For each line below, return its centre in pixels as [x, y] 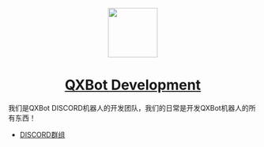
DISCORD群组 [42, 134]
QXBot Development [133, 85]
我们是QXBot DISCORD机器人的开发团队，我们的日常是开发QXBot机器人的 [128, 107]
